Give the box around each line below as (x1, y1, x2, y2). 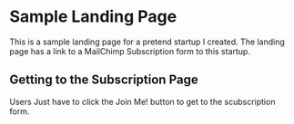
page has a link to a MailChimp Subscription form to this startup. (9, 45, 250, 56)
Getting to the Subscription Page (9, 72, 198, 88)
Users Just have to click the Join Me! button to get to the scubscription (9, 96, 276, 107)
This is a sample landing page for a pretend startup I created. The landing (9, 36, 285, 47)
